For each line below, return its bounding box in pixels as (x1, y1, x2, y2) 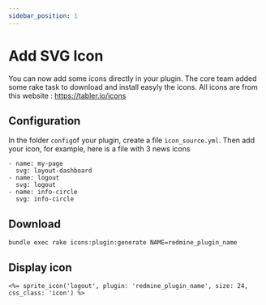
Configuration (8, 114, 81, 128)
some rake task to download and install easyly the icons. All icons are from (8, 82, 258, 91)
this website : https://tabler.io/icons (8, 91, 127, 100)
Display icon (8, 261, 72, 274)
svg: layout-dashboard (15, 167, 92, 175)
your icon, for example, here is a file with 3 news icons (8, 144, 191, 154)
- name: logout (8, 174, 60, 182)
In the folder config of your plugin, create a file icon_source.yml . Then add (8, 135, 255, 146)
